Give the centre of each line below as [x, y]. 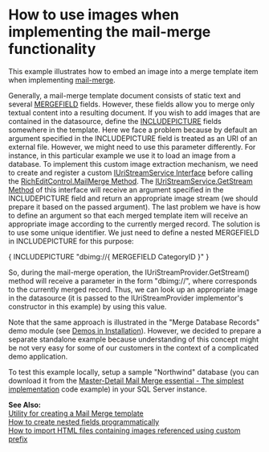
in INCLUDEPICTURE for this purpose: [71, 241]
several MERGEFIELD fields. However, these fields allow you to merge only [132, 104]
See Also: [25, 404]
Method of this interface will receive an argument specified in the [116, 189]
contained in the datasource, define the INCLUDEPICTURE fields [115, 121]
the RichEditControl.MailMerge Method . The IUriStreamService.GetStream [130, 181]
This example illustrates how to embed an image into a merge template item [133, 71]
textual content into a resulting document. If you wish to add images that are [134, 112]
